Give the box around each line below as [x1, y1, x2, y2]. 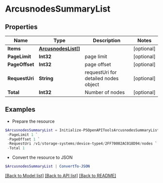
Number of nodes [84, 89, 125, 96]
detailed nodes [84, 75, 119, 82]
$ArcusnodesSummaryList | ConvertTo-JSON [5, 164, 90, 169]
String [38, 75, 53, 82]
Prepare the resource [12, 118, 55, 124]
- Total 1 [7, 146, 25, 151]
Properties [5, 23, 38, 31]
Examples [5, 105, 35, 114]
